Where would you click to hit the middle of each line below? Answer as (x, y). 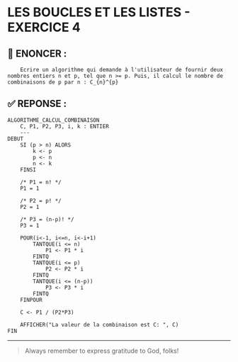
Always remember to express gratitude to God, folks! (102, 351)
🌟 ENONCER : (37, 53)
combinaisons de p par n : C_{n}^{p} (63, 82)
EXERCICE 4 (44, 27)
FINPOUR (31, 300)
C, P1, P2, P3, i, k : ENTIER (65, 126)
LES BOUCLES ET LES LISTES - (99, 12)
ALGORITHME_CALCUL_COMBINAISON (53, 120)
